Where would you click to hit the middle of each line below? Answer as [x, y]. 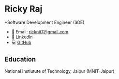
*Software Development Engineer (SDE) [45, 22]
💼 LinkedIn [22, 37]
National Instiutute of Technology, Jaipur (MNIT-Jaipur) [59, 71]
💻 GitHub [21, 42]
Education [20, 59]
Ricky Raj [23, 9]
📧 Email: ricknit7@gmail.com [40, 32]
